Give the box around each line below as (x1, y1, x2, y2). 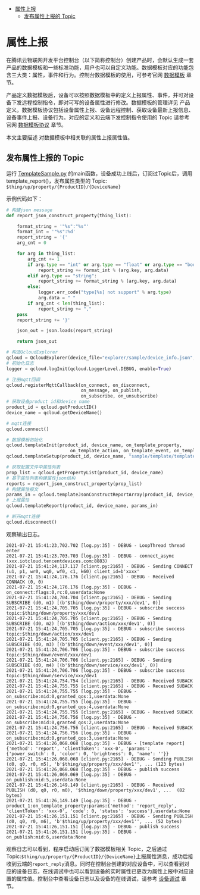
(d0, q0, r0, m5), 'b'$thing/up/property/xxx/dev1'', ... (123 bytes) (6, 761, 185, 767)
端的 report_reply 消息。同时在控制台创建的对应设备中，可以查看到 (21, 860, 185, 867)
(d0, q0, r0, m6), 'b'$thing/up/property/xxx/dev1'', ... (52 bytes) (6, 818, 183, 824)
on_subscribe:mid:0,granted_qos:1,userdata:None (6, 693, 129, 699)
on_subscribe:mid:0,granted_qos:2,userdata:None (6, 719, 129, 725)
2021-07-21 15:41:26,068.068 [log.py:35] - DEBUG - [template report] (6, 740, 185, 746)
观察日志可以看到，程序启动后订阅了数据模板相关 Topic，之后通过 (6, 845, 168, 852)
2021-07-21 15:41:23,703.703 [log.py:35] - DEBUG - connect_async (6, 553, 174, 559)
